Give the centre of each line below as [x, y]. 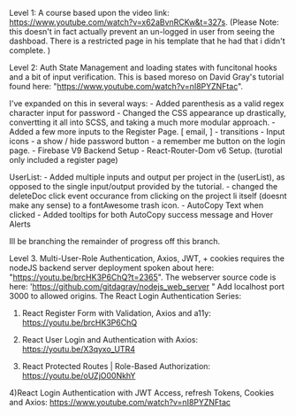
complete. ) [30, 50]
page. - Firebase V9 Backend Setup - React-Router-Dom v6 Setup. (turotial [146, 150]
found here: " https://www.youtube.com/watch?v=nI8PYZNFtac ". [126, 86]
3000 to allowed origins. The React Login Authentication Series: [125, 296]
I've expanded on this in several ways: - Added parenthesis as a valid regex [147, 104]
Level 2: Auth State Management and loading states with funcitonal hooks [143, 67]
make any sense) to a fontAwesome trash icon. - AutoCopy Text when [137, 205]
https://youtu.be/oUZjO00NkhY [79, 376]
